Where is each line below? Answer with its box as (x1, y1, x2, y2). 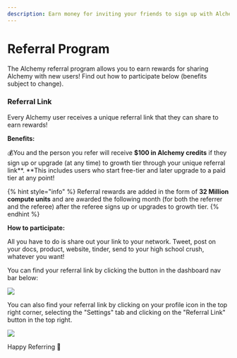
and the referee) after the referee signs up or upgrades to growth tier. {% (7, 202, 219, 211)
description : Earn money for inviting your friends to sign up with (7, 10, 213, 18)
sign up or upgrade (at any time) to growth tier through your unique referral (7, 158, 226, 167)
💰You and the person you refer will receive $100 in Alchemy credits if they (7, 148, 227, 156)
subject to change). (7, 79, 64, 88)
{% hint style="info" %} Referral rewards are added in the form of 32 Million (7, 187, 229, 195)
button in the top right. (7, 316, 73, 324)
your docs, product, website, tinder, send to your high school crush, (7, 245, 205, 253)
